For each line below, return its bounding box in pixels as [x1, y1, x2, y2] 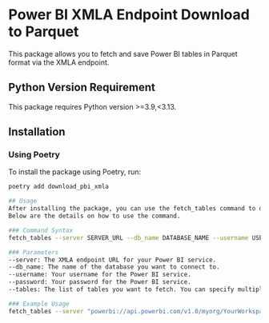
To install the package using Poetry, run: [8, 167, 142, 177]
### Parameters [8, 248, 59, 257]
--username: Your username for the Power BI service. [8, 270, 192, 279]
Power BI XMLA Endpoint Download [8, 6, 250, 24]
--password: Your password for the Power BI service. [8, 278, 192, 286]
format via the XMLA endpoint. [8, 58, 110, 67]
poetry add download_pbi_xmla [8, 182, 110, 191]
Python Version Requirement [8, 81, 156, 94]
